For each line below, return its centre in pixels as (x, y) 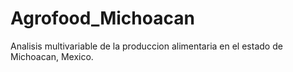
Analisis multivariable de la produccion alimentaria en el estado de (146, 46)
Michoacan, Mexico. (52, 56)
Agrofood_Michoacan (102, 18)
